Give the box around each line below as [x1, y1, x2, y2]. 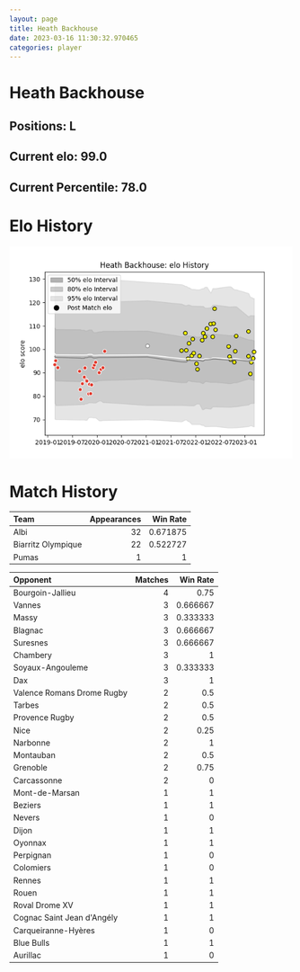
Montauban [13, 750, 56, 761]
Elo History [9, 216, 93, 236]
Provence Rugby [13, 712, 75, 723]
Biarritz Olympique [13, 540, 83, 550]
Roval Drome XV [13, 900, 74, 911]
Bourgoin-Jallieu [13, 587, 76, 598]
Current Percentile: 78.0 [9, 180, 147, 195]
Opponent [13, 574, 52, 584]
